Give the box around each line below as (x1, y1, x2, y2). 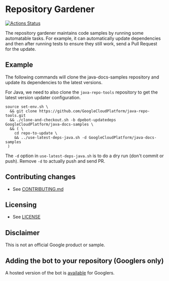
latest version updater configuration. (5, 94, 81, 100)
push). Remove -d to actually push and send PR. (5, 158, 105, 164)
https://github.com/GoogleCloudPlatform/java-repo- (39, 108, 150, 114)
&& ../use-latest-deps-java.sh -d (14, 135, 87, 140)
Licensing (5, 200, 37, 209)
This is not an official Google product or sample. (5, 242, 105, 248)
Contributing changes (5, 173, 76, 181)
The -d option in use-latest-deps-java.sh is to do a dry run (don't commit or (5, 153, 164, 159)
